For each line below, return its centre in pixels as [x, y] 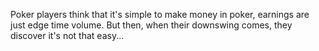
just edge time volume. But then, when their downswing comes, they [151, 25]
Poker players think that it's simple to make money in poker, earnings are [160, 14]
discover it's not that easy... [67, 35]
